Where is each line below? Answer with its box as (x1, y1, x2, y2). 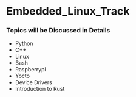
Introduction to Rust (15, 85, 65, 93)
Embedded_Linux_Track (6, 4, 130, 18)
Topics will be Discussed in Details (6, 26, 110, 35)
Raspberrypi (15, 66, 47, 73)
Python (15, 40, 33, 47)
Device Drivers (15, 79, 53, 86)
